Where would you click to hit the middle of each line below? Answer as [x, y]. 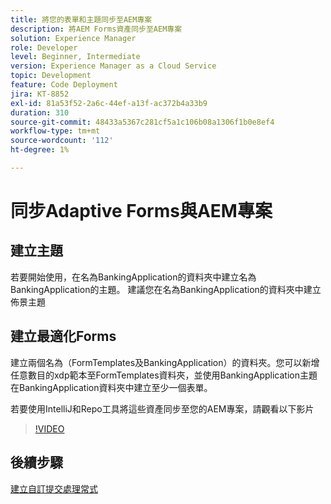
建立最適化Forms [63, 336]
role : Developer [44, 47]
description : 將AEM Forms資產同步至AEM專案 [96, 29]
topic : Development [51, 76]
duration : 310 [40, 112]
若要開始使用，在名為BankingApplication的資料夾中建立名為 [133, 277]
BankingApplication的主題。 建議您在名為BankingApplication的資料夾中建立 [166, 289]
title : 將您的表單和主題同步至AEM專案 [81, 19]
